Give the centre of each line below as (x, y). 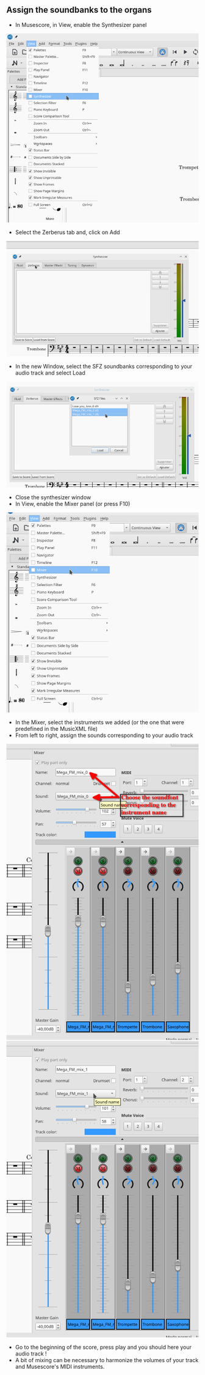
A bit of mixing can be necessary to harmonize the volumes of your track (107, 1360)
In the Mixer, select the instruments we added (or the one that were (99, 722)
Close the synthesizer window (53, 497)
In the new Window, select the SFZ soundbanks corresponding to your (103, 367)
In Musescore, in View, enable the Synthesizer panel (81, 24)
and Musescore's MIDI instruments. (60, 1366)
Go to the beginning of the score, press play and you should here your (103, 1347)
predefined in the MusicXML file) (56, 729)
